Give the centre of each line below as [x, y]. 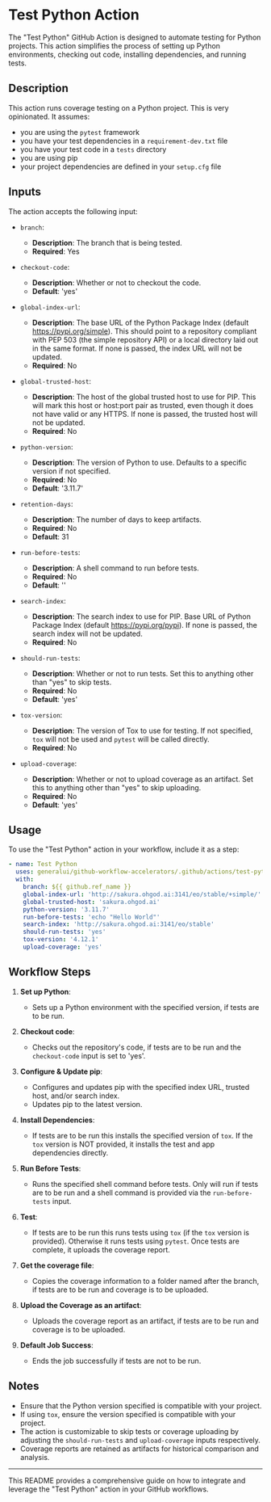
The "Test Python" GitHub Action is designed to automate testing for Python [135, 37]
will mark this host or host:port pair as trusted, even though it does [143, 405]
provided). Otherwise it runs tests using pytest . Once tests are [135, 1241]
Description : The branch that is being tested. [107, 242]
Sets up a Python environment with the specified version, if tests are [146, 1007]
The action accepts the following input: [73, 211]
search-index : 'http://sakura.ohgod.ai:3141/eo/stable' [119, 924]
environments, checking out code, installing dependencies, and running [127, 54]
